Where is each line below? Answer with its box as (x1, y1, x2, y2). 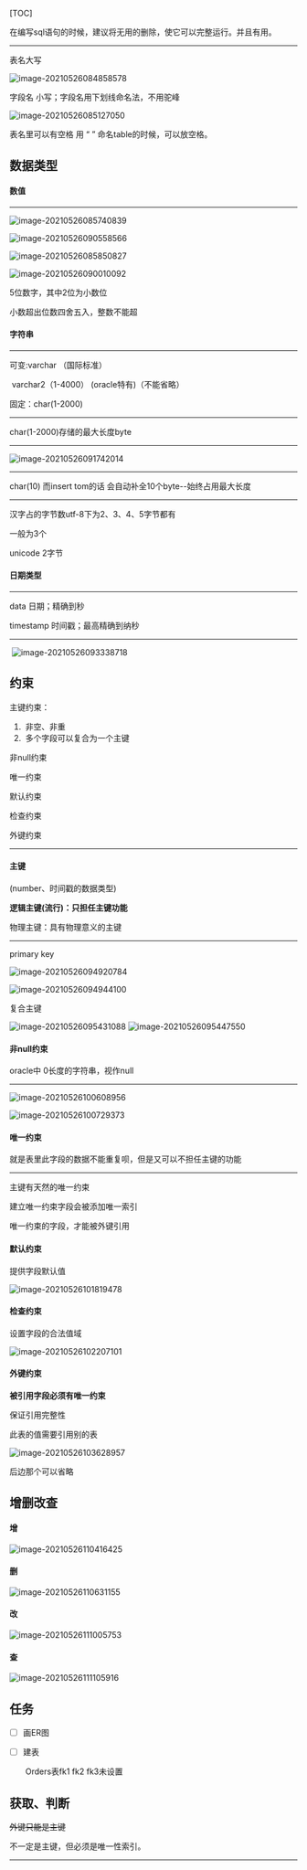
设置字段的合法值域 (9, 1327, 82, 1338)
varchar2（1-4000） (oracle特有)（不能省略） (11, 378, 185, 389)
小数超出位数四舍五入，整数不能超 (9, 306, 138, 317)
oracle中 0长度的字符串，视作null (9, 1065, 134, 1077)
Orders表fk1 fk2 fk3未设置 (25, 1766, 123, 1777)
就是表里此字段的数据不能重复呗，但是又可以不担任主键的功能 (9, 1153, 242, 1164)
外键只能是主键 (9, 1821, 66, 1832)
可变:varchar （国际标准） (9, 359, 108, 370)
